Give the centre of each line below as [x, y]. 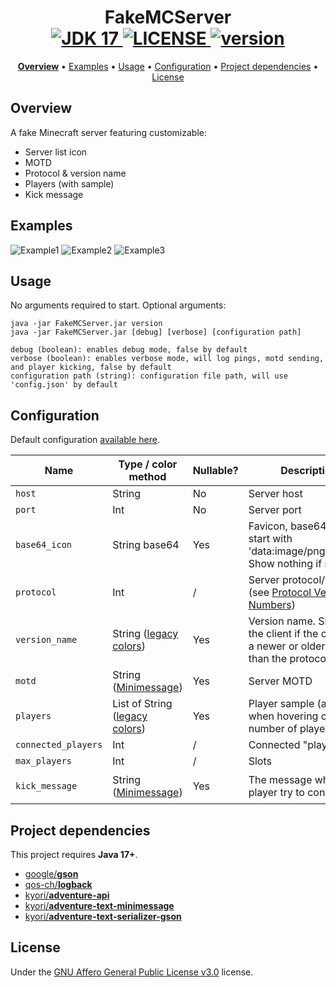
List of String [142, 704]
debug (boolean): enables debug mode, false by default [129, 350]
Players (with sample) [69, 183]
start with [270, 539]
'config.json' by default [64, 385]
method [147, 477]
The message [280, 780]
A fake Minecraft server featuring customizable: [109, 132]
